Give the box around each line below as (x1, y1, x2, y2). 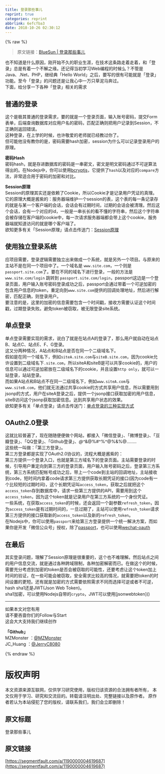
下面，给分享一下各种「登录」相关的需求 (5, 84, 87, 90)
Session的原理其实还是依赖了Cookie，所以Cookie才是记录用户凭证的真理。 (5, 190, 157, 195)
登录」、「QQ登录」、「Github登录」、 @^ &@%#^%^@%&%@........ (9, 439, 137, 444)
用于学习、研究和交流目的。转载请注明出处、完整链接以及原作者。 (13, 693, 147, 699)
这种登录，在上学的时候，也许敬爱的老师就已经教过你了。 (5, 132, 121, 138)
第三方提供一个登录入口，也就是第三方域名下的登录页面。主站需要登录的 (5, 457, 151, 463)
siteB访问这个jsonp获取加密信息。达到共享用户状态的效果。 (5, 396, 125, 403)
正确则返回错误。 (5, 126, 40, 132)
